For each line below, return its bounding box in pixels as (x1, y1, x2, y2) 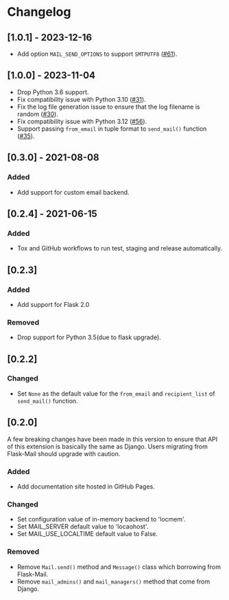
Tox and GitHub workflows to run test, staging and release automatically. (16, 244, 223, 253)
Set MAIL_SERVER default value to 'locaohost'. (16, 522, 149, 531)
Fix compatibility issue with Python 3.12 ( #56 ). (16, 117, 147, 125)
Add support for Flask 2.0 (16, 300, 90, 308)
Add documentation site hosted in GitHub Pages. (16, 482, 156, 491)
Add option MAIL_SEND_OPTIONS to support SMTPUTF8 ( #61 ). (16, 50, 178, 58)
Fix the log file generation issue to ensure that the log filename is (16, 103, 200, 111)
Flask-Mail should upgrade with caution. (7, 449, 121, 458)
